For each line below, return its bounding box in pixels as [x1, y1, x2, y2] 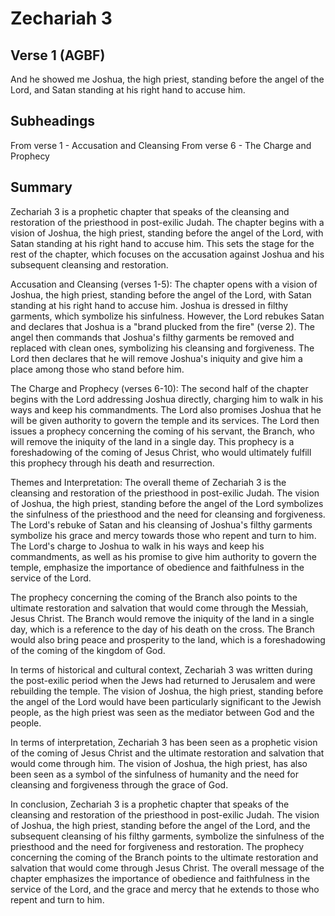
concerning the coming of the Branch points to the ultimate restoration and [10, 851, 319, 863]
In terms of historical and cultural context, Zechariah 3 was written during [10, 663, 313, 676]
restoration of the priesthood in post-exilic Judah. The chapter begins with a [10, 216, 325, 228]
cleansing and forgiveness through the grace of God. [10, 778, 229, 791]
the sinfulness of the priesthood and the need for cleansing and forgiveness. [10, 508, 326, 520]
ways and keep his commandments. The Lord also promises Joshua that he [10, 403, 322, 416]
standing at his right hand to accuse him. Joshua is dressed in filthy [10, 299, 289, 311]
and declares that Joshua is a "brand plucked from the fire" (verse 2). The [10, 320, 315, 332]
